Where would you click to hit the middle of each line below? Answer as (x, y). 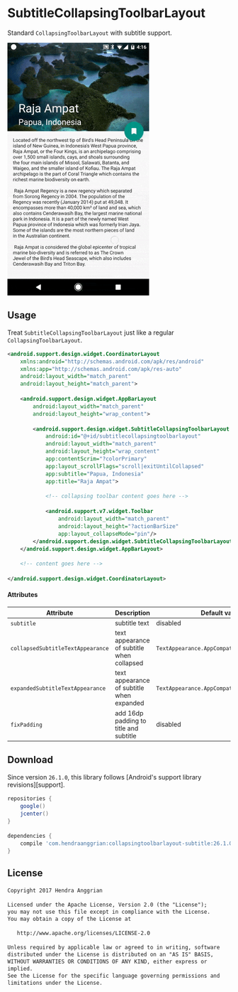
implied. (20, 969)
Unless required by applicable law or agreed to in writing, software (114, 947)
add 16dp (129, 713)
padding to (130, 721)
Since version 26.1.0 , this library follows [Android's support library (104, 777)
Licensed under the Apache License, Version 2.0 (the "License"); (107, 905)
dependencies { (30, 836)
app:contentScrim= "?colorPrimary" (96, 459)
